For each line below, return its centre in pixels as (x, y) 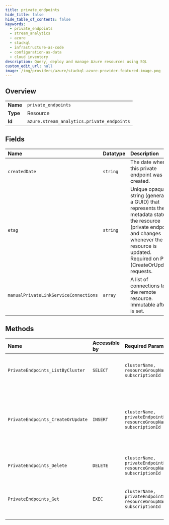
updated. (141, 252)
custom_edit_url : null (29, 66)
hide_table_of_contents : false (38, 19)
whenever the (146, 239)
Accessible (106, 343)
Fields (15, 139)
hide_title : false (24, 15)
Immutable (143, 304)
